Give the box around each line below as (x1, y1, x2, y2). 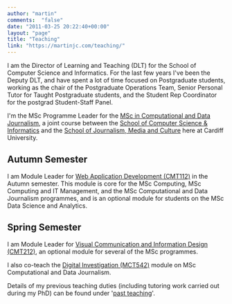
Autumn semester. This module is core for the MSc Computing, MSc (7, 179, 202, 188)
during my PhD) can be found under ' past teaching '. (7, 289, 156, 297)
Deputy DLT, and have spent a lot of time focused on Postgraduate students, (7, 76, 226, 84)
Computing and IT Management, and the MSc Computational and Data (7, 186, 208, 195)
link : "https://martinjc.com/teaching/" (7, 42, 126, 49)
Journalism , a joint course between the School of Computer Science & (7, 119, 208, 127)
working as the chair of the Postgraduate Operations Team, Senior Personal (7, 84, 223, 91)
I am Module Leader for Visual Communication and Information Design (7, 240, 208, 248)
